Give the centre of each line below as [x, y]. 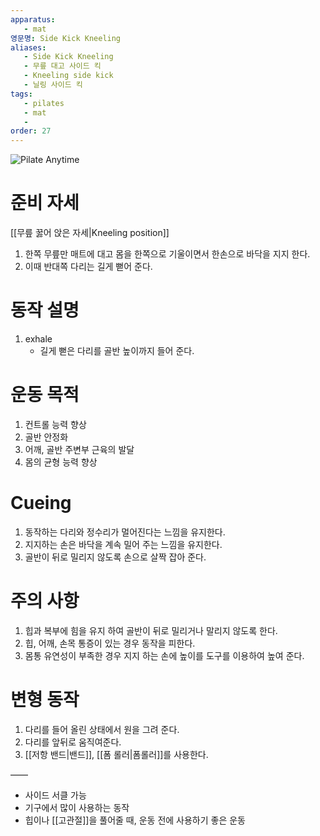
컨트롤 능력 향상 [55, 424]
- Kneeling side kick [68, 76]
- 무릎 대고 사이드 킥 [62, 66]
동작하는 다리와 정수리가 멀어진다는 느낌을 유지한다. [125, 532]
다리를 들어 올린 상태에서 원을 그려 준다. [102, 729]
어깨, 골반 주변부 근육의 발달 [79, 449]
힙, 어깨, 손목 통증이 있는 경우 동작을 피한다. [110, 643]
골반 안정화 [46, 437]
